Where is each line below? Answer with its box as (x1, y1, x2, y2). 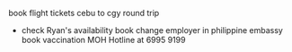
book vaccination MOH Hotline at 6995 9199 (21, 35, 186, 45)
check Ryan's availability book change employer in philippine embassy (21, 25, 284, 35)
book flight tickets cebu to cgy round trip (8, 8, 160, 18)
